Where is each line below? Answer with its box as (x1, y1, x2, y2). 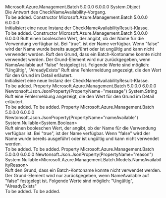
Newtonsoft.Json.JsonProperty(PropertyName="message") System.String (5, 88, 158, 94)
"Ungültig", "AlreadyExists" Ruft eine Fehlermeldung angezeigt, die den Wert (5, 67, 162, 73)
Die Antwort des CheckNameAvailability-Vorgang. (5, 9, 107, 15)
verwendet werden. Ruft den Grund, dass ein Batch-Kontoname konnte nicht (5, 51, 161, 57)
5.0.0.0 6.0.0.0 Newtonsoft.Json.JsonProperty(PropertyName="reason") (5, 151, 154, 157)
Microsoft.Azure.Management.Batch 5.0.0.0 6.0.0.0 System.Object (5, 4, 140, 9)
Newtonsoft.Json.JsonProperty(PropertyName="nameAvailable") (5, 115, 139, 120)
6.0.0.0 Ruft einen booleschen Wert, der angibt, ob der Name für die (5, 36, 144, 41)
